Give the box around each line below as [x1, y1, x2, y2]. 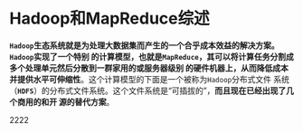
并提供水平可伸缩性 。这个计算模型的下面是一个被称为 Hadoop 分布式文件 [9, 73, 271, 84]
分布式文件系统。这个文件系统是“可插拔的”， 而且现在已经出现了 [49, 85, 287, 96]
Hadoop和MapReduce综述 [9, 8, 210, 29]
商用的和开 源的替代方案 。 [16, 96, 115, 107]
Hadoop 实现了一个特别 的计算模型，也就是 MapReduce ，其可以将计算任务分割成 [9, 51, 294, 62]
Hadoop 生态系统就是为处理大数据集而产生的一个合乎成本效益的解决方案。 [9, 40, 279, 51]
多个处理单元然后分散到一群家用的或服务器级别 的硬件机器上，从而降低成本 [9, 62, 289, 73]
